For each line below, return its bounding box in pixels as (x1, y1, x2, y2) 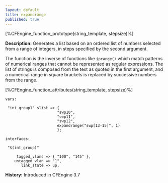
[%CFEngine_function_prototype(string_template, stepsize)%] (5, 31, 134, 37)
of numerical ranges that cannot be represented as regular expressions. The (5, 61, 163, 67)
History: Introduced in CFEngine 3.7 (5, 172, 80, 178)
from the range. (5, 77, 38, 83)
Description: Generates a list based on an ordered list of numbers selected (5, 40, 161, 47)
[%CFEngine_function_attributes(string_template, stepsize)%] (5, 87, 133, 93)
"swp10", (57, 110, 75, 115)
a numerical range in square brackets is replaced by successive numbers (5, 72, 157, 78)
